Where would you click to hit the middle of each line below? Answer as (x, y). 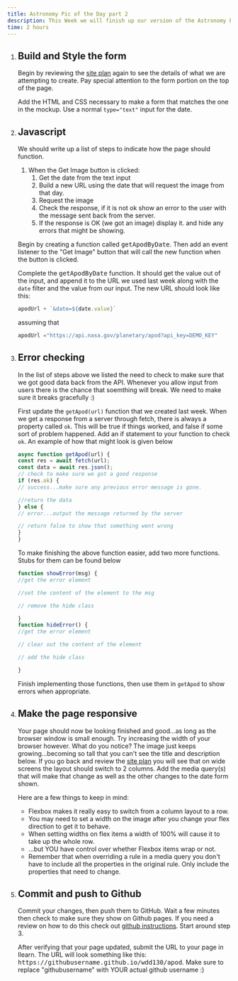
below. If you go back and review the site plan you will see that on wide (121, 761)
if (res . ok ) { (38, 481)
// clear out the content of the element (79, 645)
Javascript (41, 132)
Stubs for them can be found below (69, 560)
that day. (52, 193)
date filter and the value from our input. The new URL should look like (119, 288)
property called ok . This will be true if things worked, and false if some (120, 426)
